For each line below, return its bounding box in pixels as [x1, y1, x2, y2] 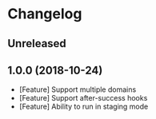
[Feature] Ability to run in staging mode [18, 101, 149, 112]
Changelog [7, 5, 82, 23]
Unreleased [7, 37, 67, 50]
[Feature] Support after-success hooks [18, 93, 148, 103]
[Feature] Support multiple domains [18, 85, 137, 94]
